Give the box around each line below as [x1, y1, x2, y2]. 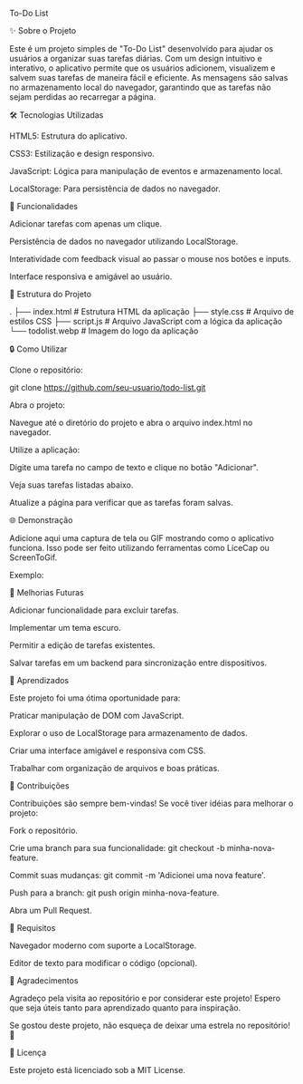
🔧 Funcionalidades [9, 201, 79, 211]
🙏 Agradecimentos [9, 975, 79, 986]
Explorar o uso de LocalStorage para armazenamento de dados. [9, 728, 248, 738]
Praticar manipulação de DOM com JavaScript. [9, 711, 185, 721]
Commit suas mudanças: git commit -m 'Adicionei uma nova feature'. [9, 870, 266, 880]
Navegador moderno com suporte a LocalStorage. [9, 940, 197, 951]
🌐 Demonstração [9, 515, 73, 525]
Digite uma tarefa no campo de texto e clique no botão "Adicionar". [9, 462, 260, 472]
